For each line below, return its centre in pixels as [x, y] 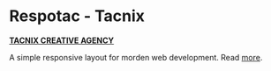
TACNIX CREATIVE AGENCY [62, 40]
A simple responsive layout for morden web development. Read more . [136, 57]
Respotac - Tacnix [77, 16]
